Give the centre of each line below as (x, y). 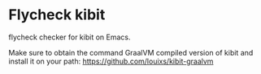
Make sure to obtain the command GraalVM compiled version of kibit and (131, 52)
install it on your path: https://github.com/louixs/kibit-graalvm (111, 61)
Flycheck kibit (57, 15)
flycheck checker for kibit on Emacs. (70, 37)
